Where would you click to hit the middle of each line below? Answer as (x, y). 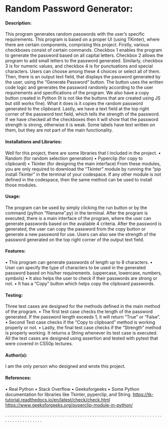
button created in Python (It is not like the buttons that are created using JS (83, 98)
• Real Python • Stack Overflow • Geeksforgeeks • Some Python (72, 389)
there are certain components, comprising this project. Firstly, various (77, 45)
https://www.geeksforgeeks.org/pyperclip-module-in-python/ (69, 405)
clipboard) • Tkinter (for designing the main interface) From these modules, (83, 163)
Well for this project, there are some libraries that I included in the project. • (83, 153)
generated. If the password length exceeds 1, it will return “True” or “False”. (83, 317)
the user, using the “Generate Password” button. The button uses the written (84, 82)
